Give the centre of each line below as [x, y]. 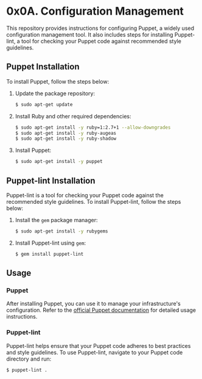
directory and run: [29, 359]
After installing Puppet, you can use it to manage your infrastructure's [93, 304]
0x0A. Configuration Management [95, 11]
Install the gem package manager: [56, 220]
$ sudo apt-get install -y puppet [59, 162]
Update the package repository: [55, 93]
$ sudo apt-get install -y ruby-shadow [66, 139]
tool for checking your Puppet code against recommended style [101, 41]
